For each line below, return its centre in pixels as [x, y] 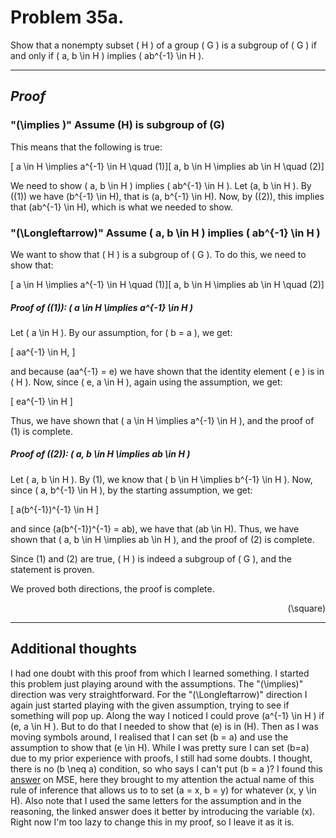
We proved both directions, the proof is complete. [112, 588]
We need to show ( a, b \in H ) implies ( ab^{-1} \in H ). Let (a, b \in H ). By [161, 185]
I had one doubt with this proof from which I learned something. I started [160, 673]
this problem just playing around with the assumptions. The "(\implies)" [157, 683]
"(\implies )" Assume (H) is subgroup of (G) [117, 125]
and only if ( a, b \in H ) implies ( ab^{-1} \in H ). [107, 55]
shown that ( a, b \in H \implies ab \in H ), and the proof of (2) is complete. [162, 539]
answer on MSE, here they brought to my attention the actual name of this [162, 779]
